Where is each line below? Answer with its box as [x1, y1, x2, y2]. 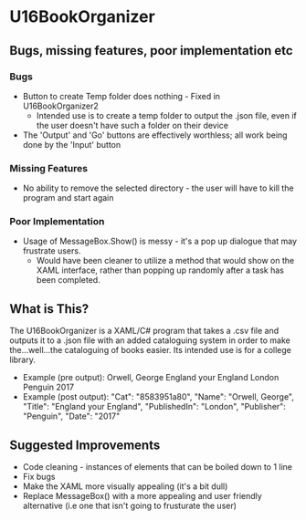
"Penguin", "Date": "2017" [22, 411, 121, 421]
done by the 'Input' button [22, 139, 121, 150]
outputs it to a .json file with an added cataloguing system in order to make [9, 335, 290, 346]
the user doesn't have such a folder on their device [36, 120, 229, 130]
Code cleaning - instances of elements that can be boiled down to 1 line [22, 462, 293, 473]
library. [9, 354, 37, 366]
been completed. [36, 275, 100, 286]
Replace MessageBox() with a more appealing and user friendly [22, 491, 262, 502]
